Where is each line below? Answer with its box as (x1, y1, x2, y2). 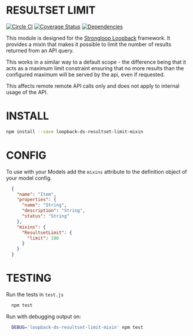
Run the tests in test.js (6, 291, 64, 298)
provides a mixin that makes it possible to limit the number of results (6, 41, 172, 48)
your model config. (6, 174, 52, 182)
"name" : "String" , (21, 202, 67, 208)
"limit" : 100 (27, 235, 59, 241)
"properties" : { (16, 197, 57, 203)
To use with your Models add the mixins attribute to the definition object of (6, 168, 187, 175)
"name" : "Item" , (16, 191, 57, 197)
